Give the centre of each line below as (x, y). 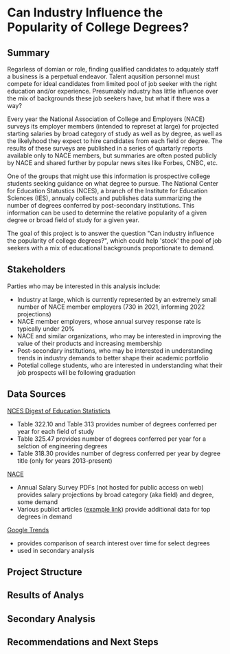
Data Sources (37, 394)
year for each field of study (56, 431)
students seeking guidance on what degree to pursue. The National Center (113, 183)
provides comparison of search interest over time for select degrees (114, 543)
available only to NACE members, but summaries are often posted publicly (112, 155)
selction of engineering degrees (62, 446)
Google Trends (28, 530)
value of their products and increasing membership (90, 343)
